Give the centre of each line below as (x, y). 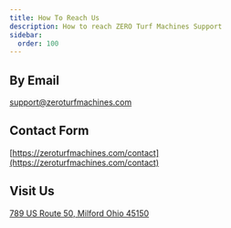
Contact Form (49, 131)
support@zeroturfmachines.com (71, 102)
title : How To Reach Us (55, 18)
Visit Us (32, 191)
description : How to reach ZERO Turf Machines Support (116, 26)
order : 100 (38, 43)
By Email (35, 80)
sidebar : (26, 35)
